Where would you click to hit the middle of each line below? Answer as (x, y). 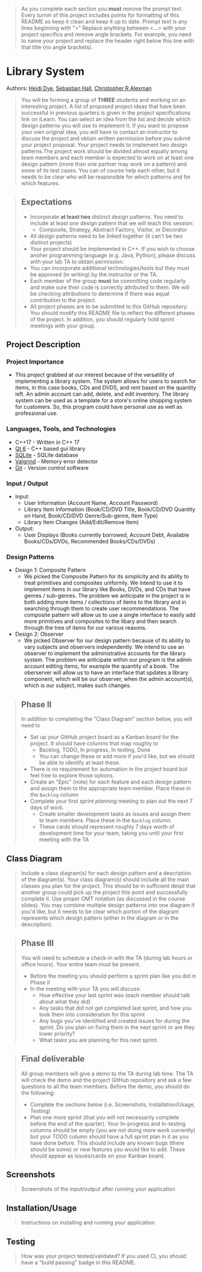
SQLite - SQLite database (46, 455)
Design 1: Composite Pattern (50, 570)
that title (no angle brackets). (57, 47)
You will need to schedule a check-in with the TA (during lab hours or (107, 958)
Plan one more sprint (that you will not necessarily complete (105, 1117)
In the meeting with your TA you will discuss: (85, 989)
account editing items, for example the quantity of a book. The (101, 666)
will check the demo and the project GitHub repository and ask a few (106, 1080)
